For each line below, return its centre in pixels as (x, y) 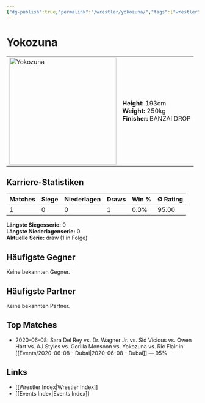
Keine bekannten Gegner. (38, 272)
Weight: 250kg (144, 111)
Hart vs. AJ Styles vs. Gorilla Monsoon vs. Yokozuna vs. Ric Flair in (99, 346)
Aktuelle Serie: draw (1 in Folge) (47, 238)
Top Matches (32, 325)
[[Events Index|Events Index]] (52, 393)
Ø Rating (171, 200)
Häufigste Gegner (41, 257)
